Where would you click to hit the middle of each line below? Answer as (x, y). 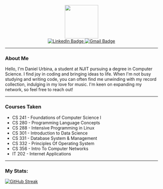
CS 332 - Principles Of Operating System (53, 143)
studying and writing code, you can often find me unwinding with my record (81, 79)
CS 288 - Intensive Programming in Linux (53, 128)
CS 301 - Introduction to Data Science (50, 133)
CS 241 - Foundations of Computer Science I (57, 117)
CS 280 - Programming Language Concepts (56, 123)
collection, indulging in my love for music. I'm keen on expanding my (73, 84)
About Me (17, 58)
